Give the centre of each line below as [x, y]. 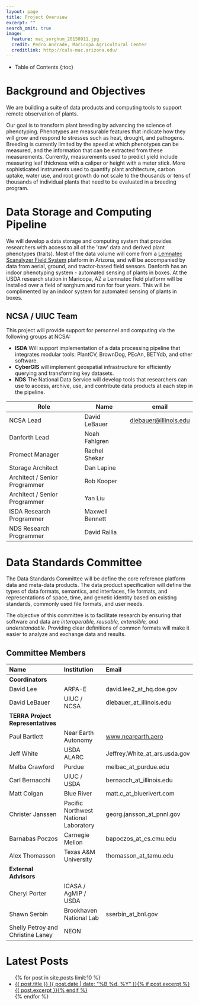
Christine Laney [31, 935]
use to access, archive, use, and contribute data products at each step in [104, 386]
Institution [78, 670]
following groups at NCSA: [38, 337]
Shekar [94, 458]
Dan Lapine [100, 468]
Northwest [78, 811]
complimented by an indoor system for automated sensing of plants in [92, 291]
